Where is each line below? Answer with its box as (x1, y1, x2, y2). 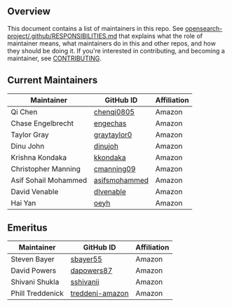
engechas (93, 118, 127, 128)
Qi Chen (11, 107, 38, 116)
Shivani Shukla (11, 277, 60, 287)
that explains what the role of (118, 32, 203, 40)
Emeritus (7, 222, 48, 234)
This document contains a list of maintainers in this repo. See (7, 24, 184, 32)
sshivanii (70, 277, 100, 287)
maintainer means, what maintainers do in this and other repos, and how (7, 39, 216, 48)
